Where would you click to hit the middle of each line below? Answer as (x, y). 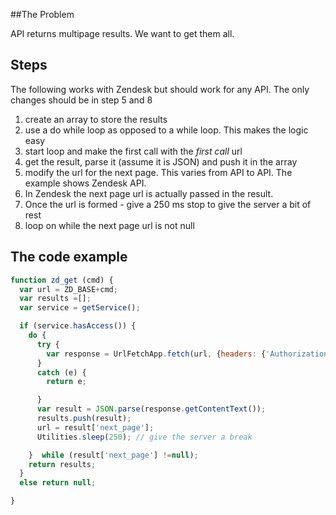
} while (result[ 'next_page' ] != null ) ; (113, 455)
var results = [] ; (55, 299)
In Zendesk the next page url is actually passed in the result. (149, 193)
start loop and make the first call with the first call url (133, 151)
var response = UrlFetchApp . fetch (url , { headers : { (156, 354)
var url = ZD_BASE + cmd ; (68, 289)
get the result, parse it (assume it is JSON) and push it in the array (161, 161)
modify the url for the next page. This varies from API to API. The (158, 172)
